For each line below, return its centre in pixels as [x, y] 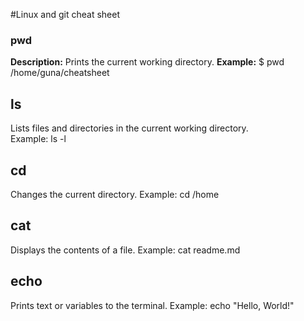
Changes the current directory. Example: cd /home [115, 194]
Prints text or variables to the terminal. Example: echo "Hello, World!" [152, 305]
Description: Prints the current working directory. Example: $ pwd [147, 62]
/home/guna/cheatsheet [60, 73]
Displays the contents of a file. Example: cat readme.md [125, 250]
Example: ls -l [38, 139]
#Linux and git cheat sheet [65, 14]
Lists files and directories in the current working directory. [129, 128]
